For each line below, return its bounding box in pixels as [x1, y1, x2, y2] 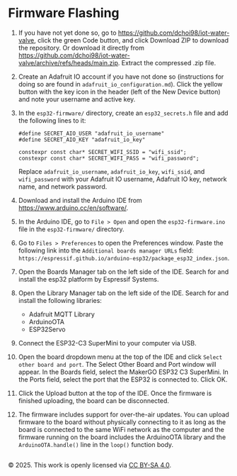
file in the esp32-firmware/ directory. [18, 225, 125, 233]
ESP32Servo [28, 325, 66, 333]
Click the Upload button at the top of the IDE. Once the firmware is [18, 389, 212, 397]
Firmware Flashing [8, 5, 120, 21]
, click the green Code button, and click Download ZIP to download [33, 35, 229, 44]
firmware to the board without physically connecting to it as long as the [18, 417, 226, 426]
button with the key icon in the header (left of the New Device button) [18, 87, 221, 96]
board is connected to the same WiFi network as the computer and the [18, 425, 225, 433]
